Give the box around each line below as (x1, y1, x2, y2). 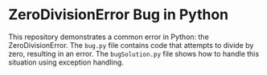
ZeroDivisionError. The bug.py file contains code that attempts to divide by (8, 40, 254, 49)
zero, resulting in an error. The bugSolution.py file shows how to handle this (8, 49, 260, 58)
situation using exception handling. (8, 57, 125, 67)
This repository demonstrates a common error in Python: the (8, 32, 209, 41)
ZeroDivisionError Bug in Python (8, 6, 229, 24)
